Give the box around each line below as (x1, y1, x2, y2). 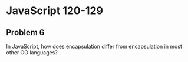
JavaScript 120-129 (6, 4, 103, 18)
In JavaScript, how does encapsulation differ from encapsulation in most (6, 43, 183, 50)
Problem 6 (6, 27, 45, 37)
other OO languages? (6, 49, 58, 56)
